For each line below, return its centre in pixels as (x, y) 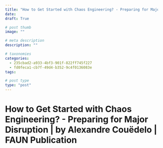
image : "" (15, 32)
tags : (10, 72)
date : (10, 14)
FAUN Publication (41, 140)
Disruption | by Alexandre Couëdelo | (81, 130)
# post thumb (18, 27)
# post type (17, 81)
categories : (17, 58)
